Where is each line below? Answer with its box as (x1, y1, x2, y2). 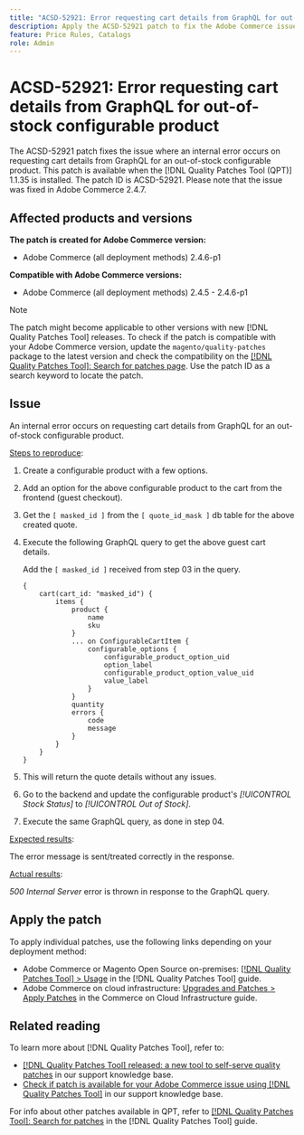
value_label (103, 676, 149, 686)
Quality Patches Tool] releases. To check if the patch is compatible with (9, 332, 276, 342)
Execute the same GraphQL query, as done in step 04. (22, 816, 224, 827)
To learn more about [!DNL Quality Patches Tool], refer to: (9, 1042, 224, 1054)
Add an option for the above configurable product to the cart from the (22, 482, 282, 493)
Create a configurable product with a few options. (22, 465, 208, 476)
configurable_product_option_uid (103, 652, 230, 661)
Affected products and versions (9, 210, 193, 226)
